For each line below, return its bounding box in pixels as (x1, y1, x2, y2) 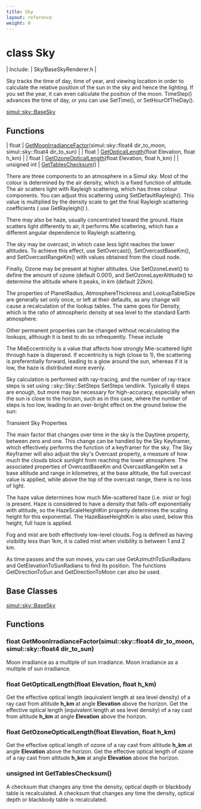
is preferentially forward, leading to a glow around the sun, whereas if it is (6, 358, 188, 365)
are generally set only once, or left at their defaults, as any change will (6, 296, 180, 303)
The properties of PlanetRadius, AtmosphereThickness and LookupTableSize (6, 290, 196, 297)
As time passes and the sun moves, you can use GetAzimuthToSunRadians (6, 556, 191, 563)
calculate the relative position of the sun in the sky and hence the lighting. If (6, 84, 194, 91)
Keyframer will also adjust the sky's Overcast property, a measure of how (6, 450, 188, 457)
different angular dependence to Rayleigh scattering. (6, 229, 137, 237)
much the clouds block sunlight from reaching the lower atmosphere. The (6, 457, 188, 464)
